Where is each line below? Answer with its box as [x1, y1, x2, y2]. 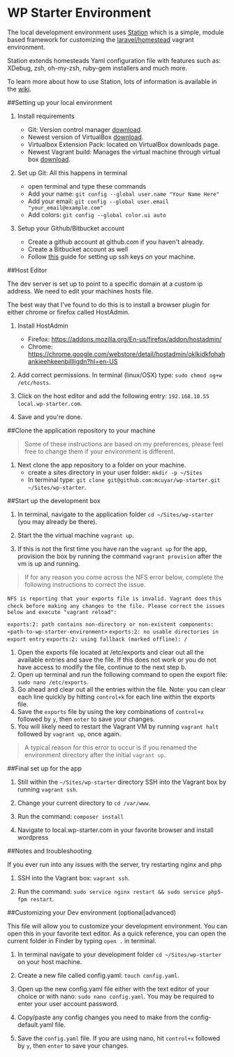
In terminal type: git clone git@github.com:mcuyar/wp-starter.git [27, 475, 221, 483]
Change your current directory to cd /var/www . [17, 799, 151, 807]
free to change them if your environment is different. [24, 447, 176, 455]
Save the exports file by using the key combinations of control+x [17, 707, 204, 715]
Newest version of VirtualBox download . [27, 133, 144, 141]
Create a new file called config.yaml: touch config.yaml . [17, 971, 180, 979]
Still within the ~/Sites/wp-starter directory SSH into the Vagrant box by [17, 778, 227, 786]
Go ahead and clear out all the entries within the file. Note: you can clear [17, 685, 226, 693]
